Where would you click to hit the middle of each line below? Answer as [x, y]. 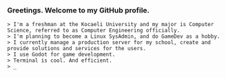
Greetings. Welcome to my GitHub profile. [79, 10]
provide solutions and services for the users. [77, 49]
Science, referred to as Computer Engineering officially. [94, 31]
